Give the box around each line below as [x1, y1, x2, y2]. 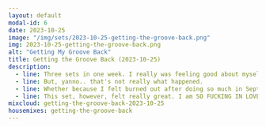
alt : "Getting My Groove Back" [8, 48, 112, 56]
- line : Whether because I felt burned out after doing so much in [15, 84, 243, 93]
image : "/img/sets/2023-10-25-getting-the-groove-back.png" [8, 33, 211, 42]
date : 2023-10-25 [8, 26, 66, 34]
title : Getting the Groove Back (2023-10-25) [8, 56, 161, 64]
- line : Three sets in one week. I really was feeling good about [15, 70, 239, 78]
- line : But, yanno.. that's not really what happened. [15, 77, 203, 85]
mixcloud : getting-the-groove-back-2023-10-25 [8, 99, 165, 107]
